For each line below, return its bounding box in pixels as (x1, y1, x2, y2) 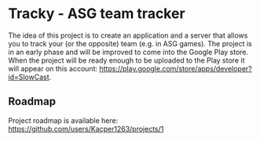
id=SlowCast (8, 72, 49, 81)
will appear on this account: (8, 63, 98, 73)
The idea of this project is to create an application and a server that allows (8, 31, 248, 40)
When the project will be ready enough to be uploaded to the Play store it (8, 56, 245, 65)
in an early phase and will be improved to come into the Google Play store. (8, 47, 249, 56)
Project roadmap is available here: (8, 115, 119, 125)
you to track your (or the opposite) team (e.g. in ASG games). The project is (8, 38, 253, 48)
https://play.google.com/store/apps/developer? (99, 63, 253, 73)
